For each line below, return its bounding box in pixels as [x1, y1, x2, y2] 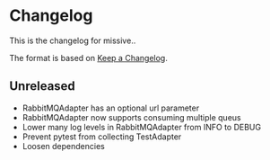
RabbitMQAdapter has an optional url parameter [22, 102, 200, 113]
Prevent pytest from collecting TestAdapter [22, 131, 182, 142]
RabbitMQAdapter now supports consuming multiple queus [22, 111, 241, 122]
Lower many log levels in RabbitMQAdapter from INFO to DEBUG [22, 121, 262, 132]
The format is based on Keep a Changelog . [9, 52, 168, 63]
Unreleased [9, 78, 76, 94]
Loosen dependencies [22, 140, 105, 151]
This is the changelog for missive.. [9, 35, 136, 46]
